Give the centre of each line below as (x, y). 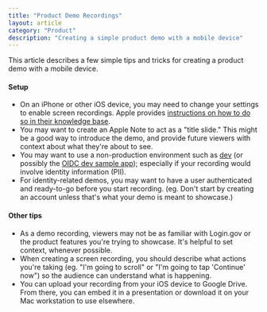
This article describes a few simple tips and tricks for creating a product (126, 60)
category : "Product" (43, 30)
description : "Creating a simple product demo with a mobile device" (126, 38)
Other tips (25, 216)
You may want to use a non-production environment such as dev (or (132, 155)
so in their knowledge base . (65, 121)
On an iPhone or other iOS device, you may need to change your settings (139, 105)
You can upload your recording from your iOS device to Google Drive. (133, 283)
